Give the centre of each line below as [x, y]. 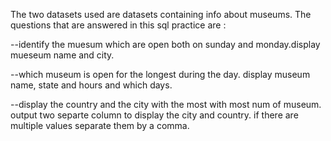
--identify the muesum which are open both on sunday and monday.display [165, 44]
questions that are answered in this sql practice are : [118, 25]
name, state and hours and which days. [91, 85]
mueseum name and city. [62, 55]
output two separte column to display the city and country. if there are [154, 115]
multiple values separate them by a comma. [100, 125]
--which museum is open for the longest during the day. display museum [160, 74]
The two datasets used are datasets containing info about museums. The [161, 14]
